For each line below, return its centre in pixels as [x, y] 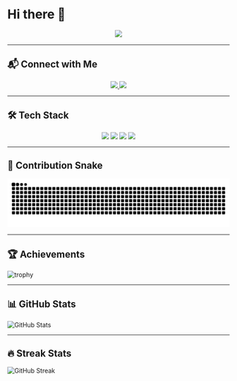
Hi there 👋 [36, 14]
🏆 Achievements [46, 254]
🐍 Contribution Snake [55, 165]
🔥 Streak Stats [39, 354]
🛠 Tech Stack [38, 115]
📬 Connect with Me [52, 64]
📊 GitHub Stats [42, 305]
